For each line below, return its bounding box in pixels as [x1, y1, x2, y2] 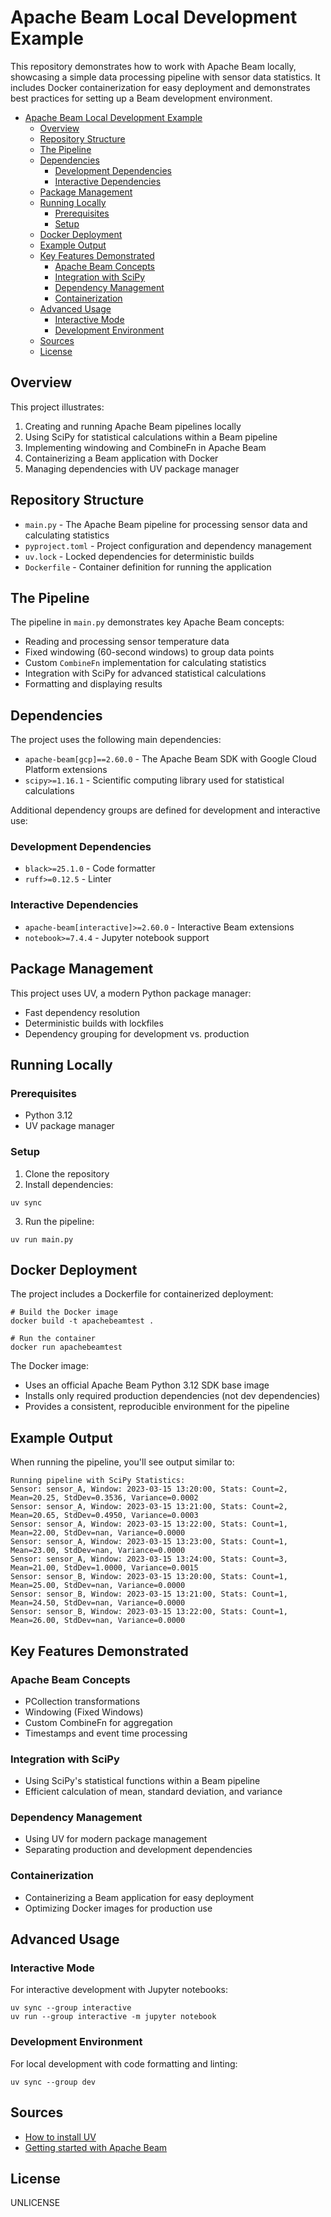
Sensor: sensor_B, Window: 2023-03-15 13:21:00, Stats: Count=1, [10, 1589, 288, 1600]
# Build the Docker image [10, 1307, 118, 1318]
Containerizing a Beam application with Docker [24, 452, 219, 464]
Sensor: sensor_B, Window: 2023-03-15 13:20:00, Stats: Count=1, [10, 1572, 288, 1582]
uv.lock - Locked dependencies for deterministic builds [24, 550, 255, 562]
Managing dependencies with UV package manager [24, 462, 240, 475]
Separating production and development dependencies [24, 1844, 253, 1856]
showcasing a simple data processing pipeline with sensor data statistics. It [10, 71, 321, 83]
